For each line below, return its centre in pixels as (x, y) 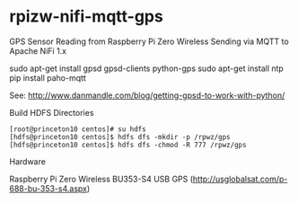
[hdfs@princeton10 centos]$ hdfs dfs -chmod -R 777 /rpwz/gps (128, 145)
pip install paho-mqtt (48, 77)
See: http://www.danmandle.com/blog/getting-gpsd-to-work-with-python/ (147, 95)
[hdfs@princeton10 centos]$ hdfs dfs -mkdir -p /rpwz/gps (120, 137)
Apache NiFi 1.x (38, 50)
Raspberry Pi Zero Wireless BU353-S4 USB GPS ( (101, 179)
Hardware (28, 161)
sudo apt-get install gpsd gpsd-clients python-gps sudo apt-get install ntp (147, 68)
